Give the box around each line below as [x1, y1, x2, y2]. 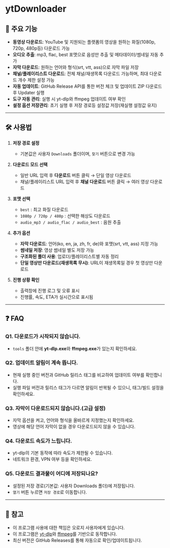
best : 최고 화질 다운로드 [20, 206, 69, 212]
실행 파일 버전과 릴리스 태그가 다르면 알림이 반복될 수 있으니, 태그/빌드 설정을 [12, 384, 164, 390]
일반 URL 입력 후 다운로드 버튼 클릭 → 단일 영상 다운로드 [20, 172, 132, 178]
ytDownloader [5, 3, 67, 15]
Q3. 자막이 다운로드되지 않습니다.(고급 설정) [5, 405, 106, 412]
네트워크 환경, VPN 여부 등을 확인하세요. [12, 456, 92, 462]
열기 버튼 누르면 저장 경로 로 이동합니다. [12, 489, 88, 495]
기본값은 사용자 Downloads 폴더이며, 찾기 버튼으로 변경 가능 [20, 151, 136, 157]
